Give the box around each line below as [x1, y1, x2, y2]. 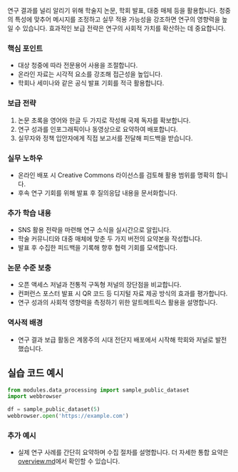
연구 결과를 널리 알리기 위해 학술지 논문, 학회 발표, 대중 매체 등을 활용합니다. [7, 6, 218, 14]
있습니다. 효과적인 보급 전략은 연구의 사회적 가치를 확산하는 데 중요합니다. [22, 24, 226, 32]
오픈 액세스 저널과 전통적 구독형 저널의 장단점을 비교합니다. [17, 280, 182, 289]
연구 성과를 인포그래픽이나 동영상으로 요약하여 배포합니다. [17, 125, 178, 133]
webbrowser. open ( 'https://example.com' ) [7, 412, 130, 420]
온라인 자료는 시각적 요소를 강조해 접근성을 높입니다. [17, 70, 162, 78]
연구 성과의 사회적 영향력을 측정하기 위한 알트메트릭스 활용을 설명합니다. [17, 298, 218, 307]
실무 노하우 [7, 153, 43, 163]
